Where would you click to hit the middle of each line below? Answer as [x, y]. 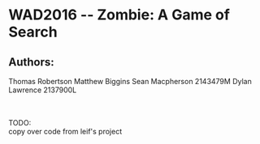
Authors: [31, 62]
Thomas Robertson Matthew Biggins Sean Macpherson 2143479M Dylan [130, 81]
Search [33, 32]
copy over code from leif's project [65, 131]
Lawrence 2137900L [43, 90]
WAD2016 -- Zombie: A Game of [119, 15]
